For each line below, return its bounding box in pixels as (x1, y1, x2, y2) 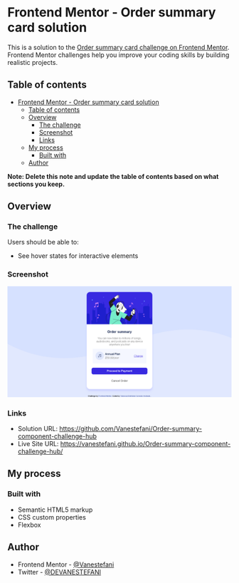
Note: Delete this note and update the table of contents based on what (7, 172, 219, 180)
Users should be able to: (7, 238, 80, 247)
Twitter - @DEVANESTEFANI (17, 567, 102, 576)
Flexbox (17, 520, 41, 529)
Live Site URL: (17, 440, 59, 448)
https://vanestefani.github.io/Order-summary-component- (60, 440, 231, 448)
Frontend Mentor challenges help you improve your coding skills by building (7, 51, 230, 59)
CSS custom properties (17, 512, 87, 521)
